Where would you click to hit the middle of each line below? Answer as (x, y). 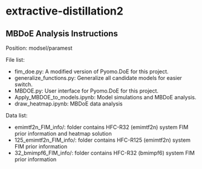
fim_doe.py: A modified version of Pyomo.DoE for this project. (91, 71)
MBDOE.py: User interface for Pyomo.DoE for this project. (86, 91)
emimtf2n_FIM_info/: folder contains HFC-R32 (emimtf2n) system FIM (101, 127)
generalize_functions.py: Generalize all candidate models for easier (98, 78)
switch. (23, 84)
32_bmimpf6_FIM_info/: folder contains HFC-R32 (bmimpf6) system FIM (104, 153)
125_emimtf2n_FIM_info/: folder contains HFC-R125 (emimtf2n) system (103, 140)
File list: (15, 60)
